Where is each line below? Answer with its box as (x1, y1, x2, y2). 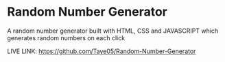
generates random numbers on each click (7, 33, 126, 42)
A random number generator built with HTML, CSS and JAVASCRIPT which (7, 27, 219, 35)
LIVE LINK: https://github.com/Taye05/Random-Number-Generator (7, 47, 196, 55)
